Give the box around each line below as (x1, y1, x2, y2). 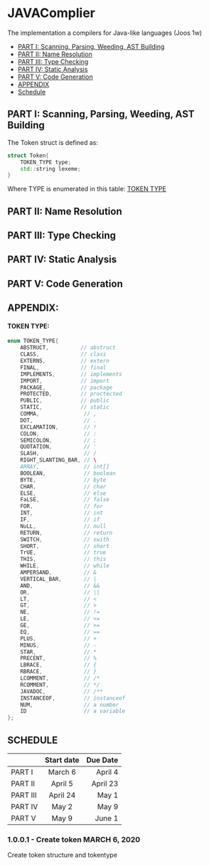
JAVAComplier (7, 5, 96, 21)
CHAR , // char (20, 483, 107, 490)
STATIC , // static (20, 404, 110, 411)
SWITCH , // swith (20, 535, 110, 543)
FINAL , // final (20, 364, 107, 371)
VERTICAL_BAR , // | (20, 575, 97, 582)
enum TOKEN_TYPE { (7, 338, 59, 345)
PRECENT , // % (20, 655, 97, 662)
